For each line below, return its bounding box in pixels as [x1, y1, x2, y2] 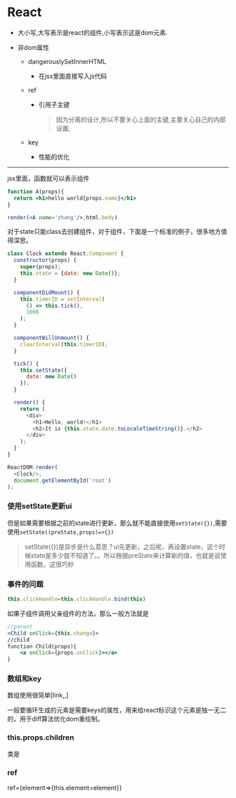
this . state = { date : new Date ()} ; [20, 270, 121, 277]
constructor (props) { [13, 257, 77, 264]
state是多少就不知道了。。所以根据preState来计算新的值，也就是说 [30, 551, 221, 559]
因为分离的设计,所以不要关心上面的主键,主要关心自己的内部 [55, 115, 226, 124]
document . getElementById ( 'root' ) [13, 477, 112, 484]
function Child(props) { [7, 643, 77, 650]
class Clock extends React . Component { [7, 250, 124, 257]
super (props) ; [20, 263, 61, 270]
